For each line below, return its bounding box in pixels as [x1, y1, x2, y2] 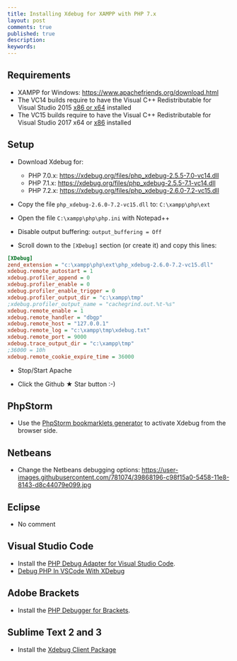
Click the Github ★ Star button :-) [17, 380, 116, 388]
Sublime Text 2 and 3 [7, 626, 102, 638]
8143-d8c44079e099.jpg [17, 481, 92, 489]
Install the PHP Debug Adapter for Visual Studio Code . [17, 559, 175, 568]
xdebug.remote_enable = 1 [7, 307, 83, 315]
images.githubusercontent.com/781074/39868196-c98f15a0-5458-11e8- [17, 473, 230, 481]
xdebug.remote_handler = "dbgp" [7, 314, 103, 321]
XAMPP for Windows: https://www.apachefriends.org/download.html [17, 88, 219, 96]
